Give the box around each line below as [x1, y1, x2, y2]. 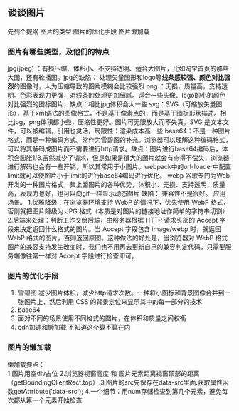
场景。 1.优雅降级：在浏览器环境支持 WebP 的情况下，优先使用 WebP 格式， [7, 198, 230, 207]
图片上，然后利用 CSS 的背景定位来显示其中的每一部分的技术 [23, 298, 203, 306]
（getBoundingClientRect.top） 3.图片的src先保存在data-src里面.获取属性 [7, 377, 223, 387]
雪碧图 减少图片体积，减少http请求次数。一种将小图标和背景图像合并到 [17, 288, 225, 298]
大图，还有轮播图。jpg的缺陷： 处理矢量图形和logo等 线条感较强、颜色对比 [7, 73, 225, 82]
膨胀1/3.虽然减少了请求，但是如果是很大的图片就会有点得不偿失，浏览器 [19, 153, 230, 162]
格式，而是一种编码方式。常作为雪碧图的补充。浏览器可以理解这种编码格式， [7, 136, 232, 144]
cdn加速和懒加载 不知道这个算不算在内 [17, 323, 131, 332]
